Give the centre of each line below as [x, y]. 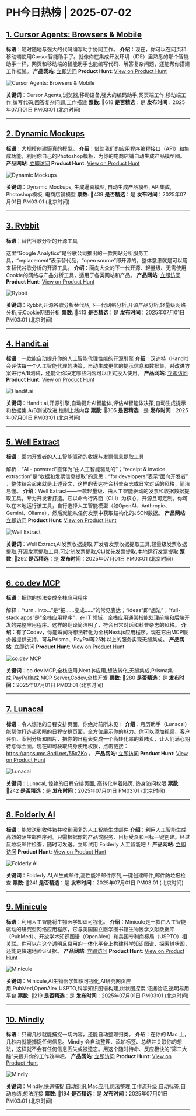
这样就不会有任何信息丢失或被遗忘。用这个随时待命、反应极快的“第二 [99, 1049]
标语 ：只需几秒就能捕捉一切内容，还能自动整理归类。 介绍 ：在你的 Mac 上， [98, 1034]
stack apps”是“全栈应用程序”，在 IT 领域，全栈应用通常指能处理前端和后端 [95, 617]
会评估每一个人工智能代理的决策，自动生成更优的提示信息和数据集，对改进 [95, 366]
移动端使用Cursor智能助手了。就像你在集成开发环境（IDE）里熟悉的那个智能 [98, 56]
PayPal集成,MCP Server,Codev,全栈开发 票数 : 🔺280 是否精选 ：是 [90, 678]
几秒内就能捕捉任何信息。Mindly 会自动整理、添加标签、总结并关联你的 [92, 1042]
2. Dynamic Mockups [45, 134]
